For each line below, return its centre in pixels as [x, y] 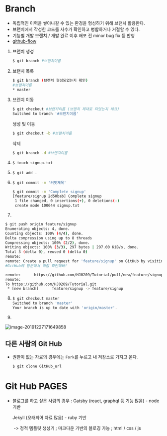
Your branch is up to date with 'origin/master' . [65, 308]
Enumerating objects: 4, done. [38, 229]
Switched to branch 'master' [42, 303]
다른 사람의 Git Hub [34, 344]
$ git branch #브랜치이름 [37, 61]
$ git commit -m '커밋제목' [39, 183]
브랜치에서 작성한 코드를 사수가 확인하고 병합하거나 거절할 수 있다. [76, 29]
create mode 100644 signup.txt [47, 206]
